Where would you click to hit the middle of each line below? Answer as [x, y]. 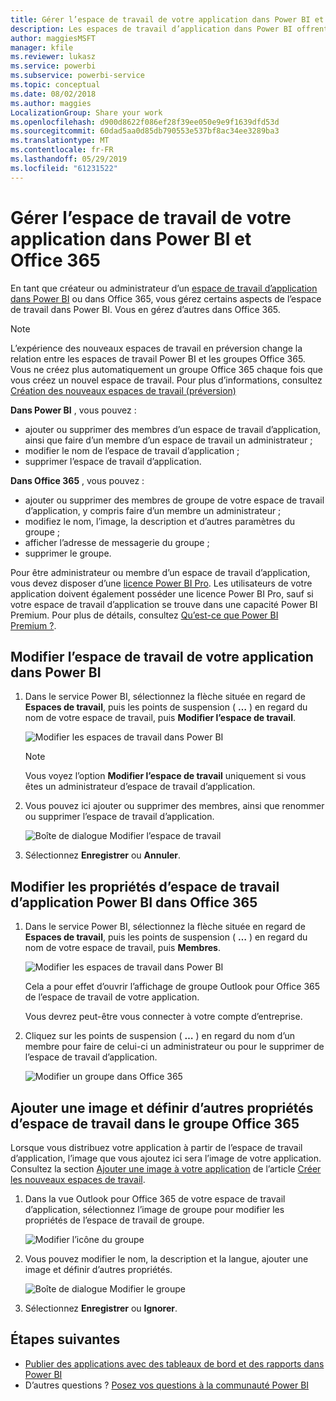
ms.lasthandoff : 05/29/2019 [69, 159]
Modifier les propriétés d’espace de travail [145, 886]
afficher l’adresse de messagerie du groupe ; [117, 542]
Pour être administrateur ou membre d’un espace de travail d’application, [160, 572]
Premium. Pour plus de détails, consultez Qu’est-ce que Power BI [144, 615]
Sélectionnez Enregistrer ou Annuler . [103, 855]
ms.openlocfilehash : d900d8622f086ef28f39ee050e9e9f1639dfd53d [145, 122]
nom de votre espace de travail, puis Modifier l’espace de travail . [160, 718]
